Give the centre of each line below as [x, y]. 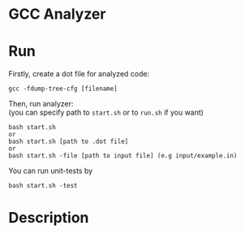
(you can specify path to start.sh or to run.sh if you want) [106, 113]
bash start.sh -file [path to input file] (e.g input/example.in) [123, 156]
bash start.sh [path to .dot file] [69, 142]
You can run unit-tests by [51, 171]
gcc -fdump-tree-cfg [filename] [63, 89]
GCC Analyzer [57, 14]
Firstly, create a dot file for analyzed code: [79, 74]
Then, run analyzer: [41, 104]
